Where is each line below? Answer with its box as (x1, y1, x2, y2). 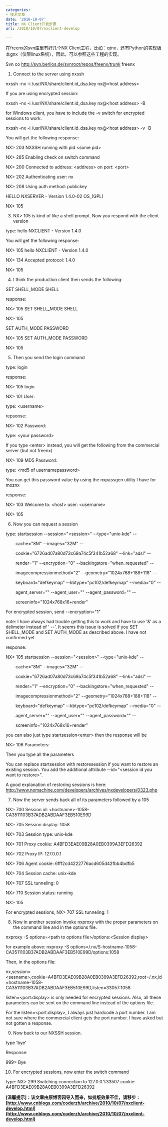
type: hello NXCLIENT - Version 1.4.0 (5, 228, 81, 234)
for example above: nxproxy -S (5, 944, 69, 950)
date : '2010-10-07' (5, 17, 46, 22)
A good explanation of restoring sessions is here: (5, 782, 107, 788)
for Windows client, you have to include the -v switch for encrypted (5, 110, 144, 116)
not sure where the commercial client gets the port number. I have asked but (5, 1015, 163, 1021)
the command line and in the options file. (12, 924, 97, 930)
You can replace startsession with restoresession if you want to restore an (5, 761, 158, 767)
